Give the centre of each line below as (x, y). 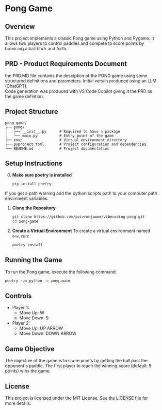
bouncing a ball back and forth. (36, 49)
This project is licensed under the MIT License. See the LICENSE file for (77, 398)
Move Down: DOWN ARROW (48, 333)
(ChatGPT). (16, 86)
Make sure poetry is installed (42, 175)
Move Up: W (32, 313)
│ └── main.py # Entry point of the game (59, 136)
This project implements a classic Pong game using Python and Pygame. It (80, 38)
